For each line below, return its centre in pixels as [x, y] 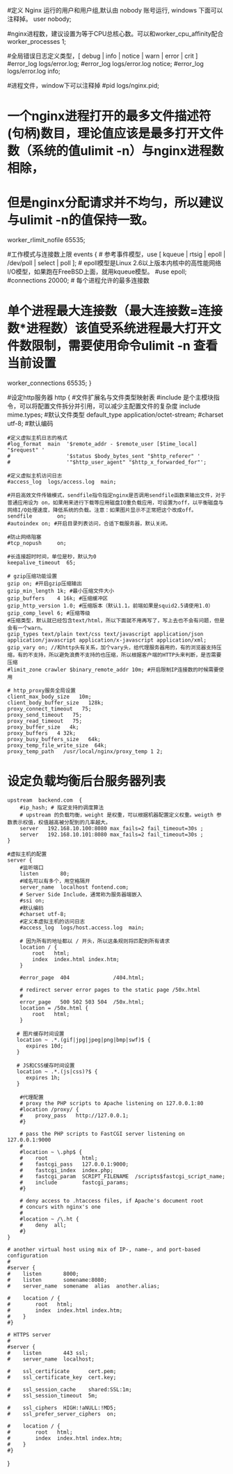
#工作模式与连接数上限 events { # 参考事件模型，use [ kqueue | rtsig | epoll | [116, 254]
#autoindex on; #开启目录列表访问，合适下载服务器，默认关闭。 [89, 524]
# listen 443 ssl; [48, 1353]
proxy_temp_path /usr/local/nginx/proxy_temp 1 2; [85, 752]
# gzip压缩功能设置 [32, 576]
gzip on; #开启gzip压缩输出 [45, 584]
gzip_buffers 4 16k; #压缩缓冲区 [58, 599]
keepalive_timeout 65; [42, 563]
